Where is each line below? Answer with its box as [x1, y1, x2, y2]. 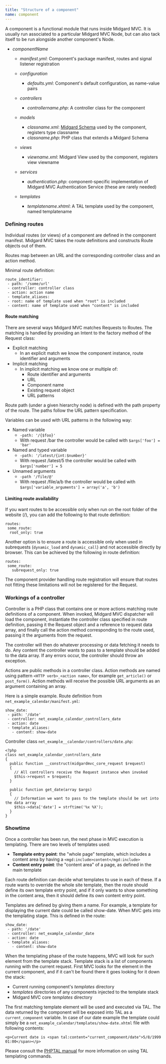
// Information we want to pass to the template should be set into [14, 796, 159, 801]
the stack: [5, 974, 26, 980]
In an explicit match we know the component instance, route [19, 350, 144, 356]
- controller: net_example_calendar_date [7, 931, 94, 936]
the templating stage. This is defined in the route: [5, 913, 106, 919]
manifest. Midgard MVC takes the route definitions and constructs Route [5, 237, 153, 243]
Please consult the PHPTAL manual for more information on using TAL [5, 1048, 148, 1054]
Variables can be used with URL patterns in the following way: [5, 417, 132, 423]
